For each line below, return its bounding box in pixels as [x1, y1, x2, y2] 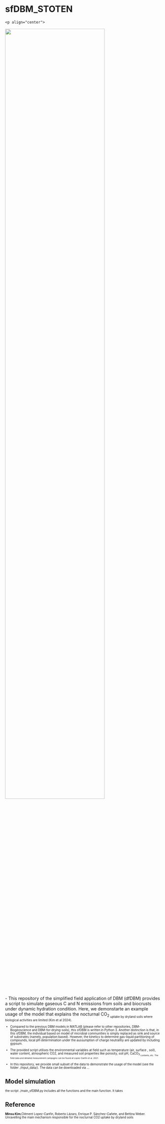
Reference [5, 1101, 35, 1109]
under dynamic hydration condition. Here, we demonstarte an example [5, 1006, 149, 1011]
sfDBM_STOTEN [5, 3, 73, 15]
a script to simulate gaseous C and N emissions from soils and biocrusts [5, 1001, 152, 1007]
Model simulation [5, 1077, 56, 1085]
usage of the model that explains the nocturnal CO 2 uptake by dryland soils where [5, 1011, 153, 1019]
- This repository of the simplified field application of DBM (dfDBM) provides [5, 995, 160, 1001]
